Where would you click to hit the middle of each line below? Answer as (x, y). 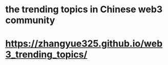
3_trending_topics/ (46, 55)
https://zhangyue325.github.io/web (84, 44)
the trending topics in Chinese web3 (84, 9)
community (30, 20)
